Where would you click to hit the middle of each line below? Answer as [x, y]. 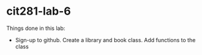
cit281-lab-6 [39, 11]
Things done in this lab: [36, 28]
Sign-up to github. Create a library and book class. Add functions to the [105, 40]
